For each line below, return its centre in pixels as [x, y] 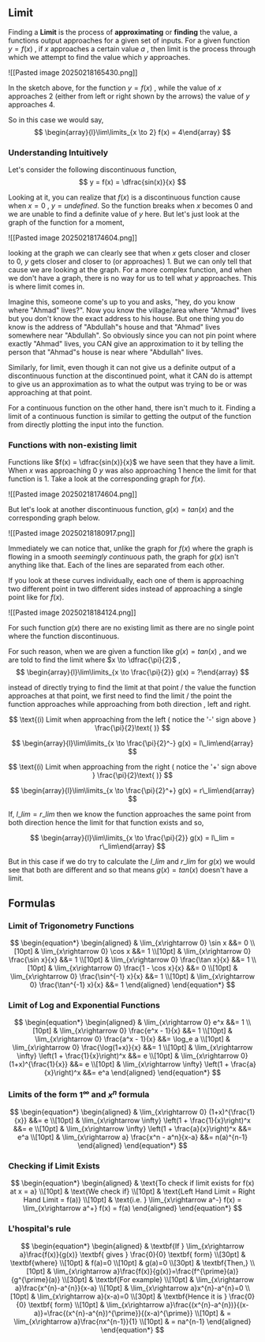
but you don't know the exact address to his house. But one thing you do [126, 319]
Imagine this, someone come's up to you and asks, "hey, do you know [122, 302]
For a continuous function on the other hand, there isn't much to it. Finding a [132, 408]
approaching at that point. [50, 393]
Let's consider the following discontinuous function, [93, 170]
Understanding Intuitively [58, 152]
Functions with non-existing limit [73, 445]
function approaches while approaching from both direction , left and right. [129, 705]
